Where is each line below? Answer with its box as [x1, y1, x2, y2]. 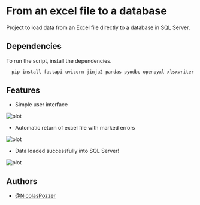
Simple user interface [14, 101, 68, 108]
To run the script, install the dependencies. [6, 57, 112, 64]
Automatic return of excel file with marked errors [14, 124, 135, 131]
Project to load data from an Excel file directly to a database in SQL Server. [6, 24, 190, 31]
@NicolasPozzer [14, 192, 56, 200]
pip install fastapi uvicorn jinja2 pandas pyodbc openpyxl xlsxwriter [11, 69, 195, 75]
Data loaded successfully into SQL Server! [14, 148, 120, 155]
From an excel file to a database [6, 4, 168, 18]
